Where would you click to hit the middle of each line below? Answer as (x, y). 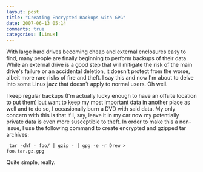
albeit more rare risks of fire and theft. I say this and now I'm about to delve (100, 78)
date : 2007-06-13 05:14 (36, 23)
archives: (18, 135)
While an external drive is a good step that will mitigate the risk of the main (99, 65)
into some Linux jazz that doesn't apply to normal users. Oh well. (87, 84)
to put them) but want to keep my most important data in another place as (98, 102)
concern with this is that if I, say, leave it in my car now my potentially (93, 115)
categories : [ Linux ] (32, 35)
